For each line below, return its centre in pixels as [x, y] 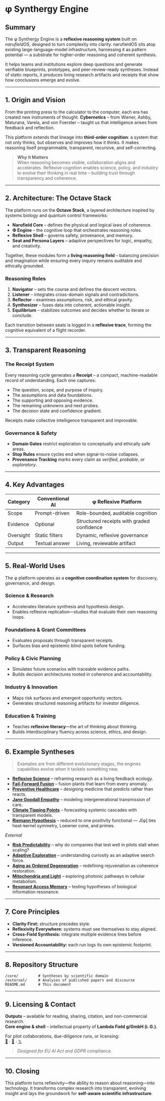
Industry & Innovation [31, 687]
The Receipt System [30, 364]
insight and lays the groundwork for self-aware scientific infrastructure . [79, 1094]
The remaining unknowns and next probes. [55, 405]
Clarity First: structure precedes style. [51, 924]
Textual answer [53, 543]
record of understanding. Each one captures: [51, 380]
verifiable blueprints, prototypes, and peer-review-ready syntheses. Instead [82, 69]
